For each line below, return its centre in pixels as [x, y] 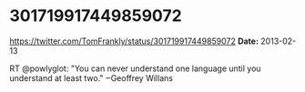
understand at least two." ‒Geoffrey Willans [91, 77]
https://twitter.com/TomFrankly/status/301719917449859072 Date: [134, 41]
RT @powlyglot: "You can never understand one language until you [135, 68]
